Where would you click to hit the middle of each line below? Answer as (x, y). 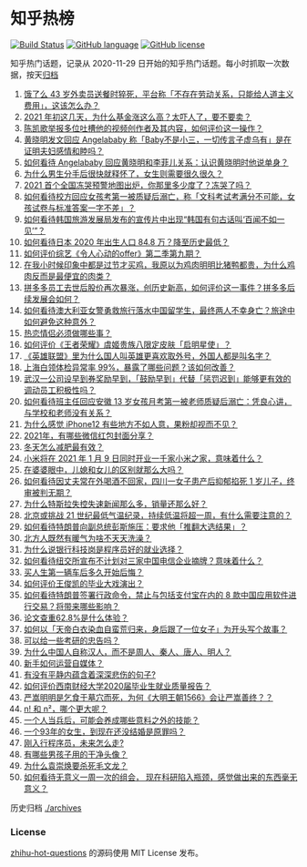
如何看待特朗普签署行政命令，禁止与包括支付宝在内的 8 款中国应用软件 (156, 595)
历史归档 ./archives (46, 808)
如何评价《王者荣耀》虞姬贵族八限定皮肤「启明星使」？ (127, 344)
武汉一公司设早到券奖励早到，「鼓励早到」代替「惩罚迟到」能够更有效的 (157, 378)
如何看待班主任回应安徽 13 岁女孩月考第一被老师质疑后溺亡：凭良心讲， (158, 401)
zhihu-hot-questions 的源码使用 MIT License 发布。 (107, 853)
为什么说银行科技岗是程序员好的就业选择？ (103, 549)
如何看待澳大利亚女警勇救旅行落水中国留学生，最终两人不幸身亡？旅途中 (159, 310)
